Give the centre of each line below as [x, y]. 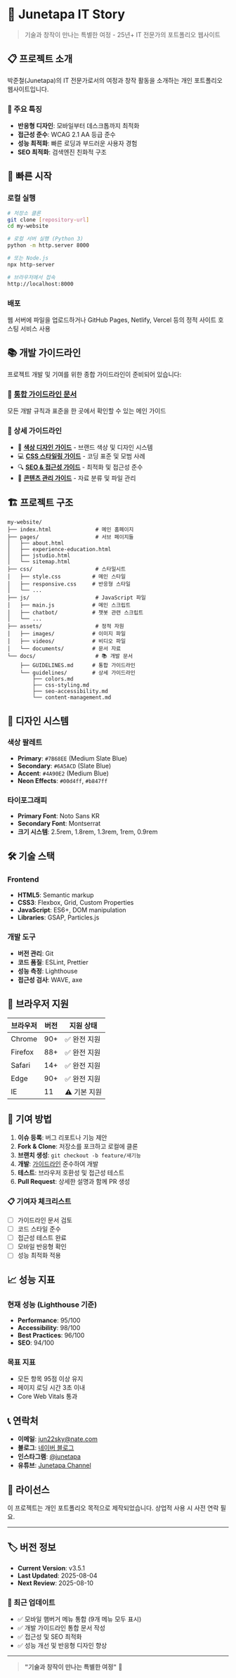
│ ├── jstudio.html [39, 556]
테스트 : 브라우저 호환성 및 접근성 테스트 [71, 1173]
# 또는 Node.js [28, 258]
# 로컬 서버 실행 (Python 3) [46, 239]
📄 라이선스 [29, 1490]
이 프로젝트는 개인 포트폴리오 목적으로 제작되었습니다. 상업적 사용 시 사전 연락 [113, 1508]
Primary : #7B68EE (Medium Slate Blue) [72, 758]
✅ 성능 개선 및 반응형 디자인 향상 [62, 1646]
